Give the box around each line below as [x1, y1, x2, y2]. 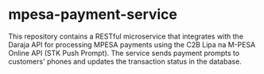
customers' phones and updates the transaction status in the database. [8, 57, 243, 66]
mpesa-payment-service [8, 6, 177, 24]
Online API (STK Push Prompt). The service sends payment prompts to [8, 48, 240, 57]
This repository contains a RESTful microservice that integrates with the [8, 31, 244, 41]
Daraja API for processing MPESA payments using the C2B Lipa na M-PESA [8, 39, 256, 49]
